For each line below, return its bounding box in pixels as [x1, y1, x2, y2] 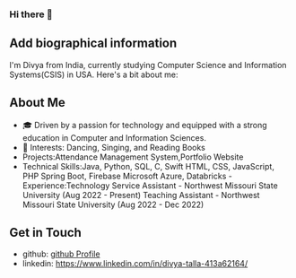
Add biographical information [9, 36, 178, 51]
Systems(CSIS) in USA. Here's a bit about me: [9, 69, 178, 80]
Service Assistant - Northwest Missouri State [111, 179, 278, 191]
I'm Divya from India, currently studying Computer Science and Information [9, 59, 287, 70]
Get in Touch [9, 224, 83, 240]
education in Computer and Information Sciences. [22, 132, 206, 143]
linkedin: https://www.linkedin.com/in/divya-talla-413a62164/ [22, 258, 248, 269]
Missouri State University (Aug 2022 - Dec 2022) [22, 199, 205, 210]
